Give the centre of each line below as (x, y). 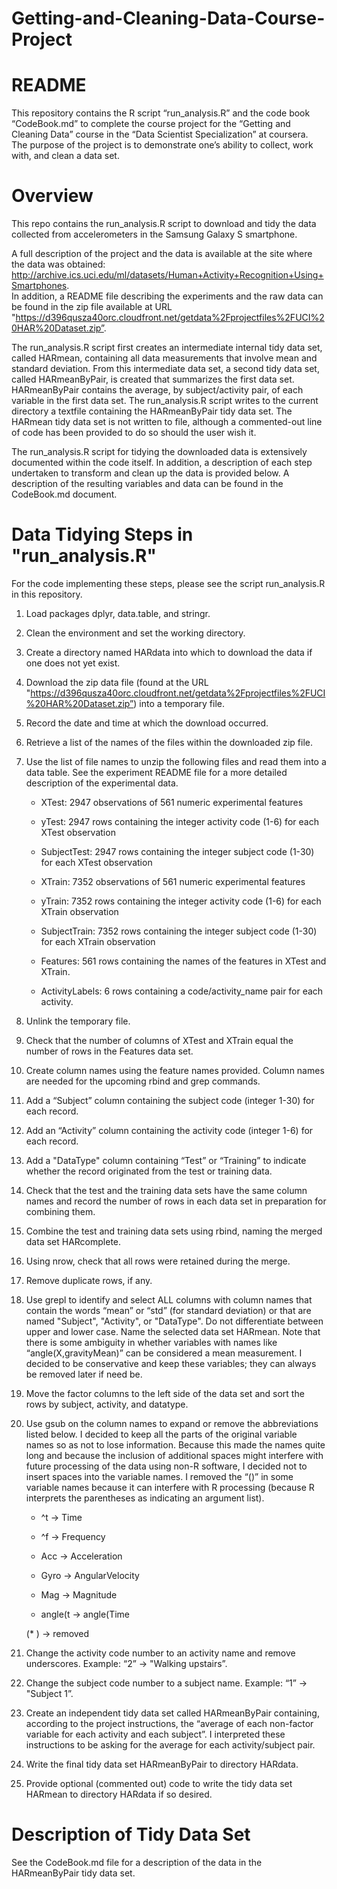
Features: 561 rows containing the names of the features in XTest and (183, 961)
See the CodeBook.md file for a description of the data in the (137, 1862)
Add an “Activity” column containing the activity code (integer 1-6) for (169, 1130)
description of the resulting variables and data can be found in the (147, 484)
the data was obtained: (58, 264)
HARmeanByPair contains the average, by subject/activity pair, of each (157, 390)
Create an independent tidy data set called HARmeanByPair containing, (172, 1713)
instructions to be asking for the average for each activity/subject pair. (170, 1745)
